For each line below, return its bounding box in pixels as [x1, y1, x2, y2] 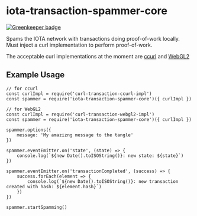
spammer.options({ [6, 127, 51, 133]
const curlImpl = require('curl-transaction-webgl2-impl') [6, 111, 155, 117]
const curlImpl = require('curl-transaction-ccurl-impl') [6, 90, 152, 97]
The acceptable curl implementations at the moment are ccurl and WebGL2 [6, 53, 190, 60]
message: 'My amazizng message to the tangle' [17, 132, 134, 138]
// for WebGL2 [6, 106, 41, 112]
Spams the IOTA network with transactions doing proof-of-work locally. [6, 35, 180, 42]
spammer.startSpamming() [6, 204, 67, 210]
